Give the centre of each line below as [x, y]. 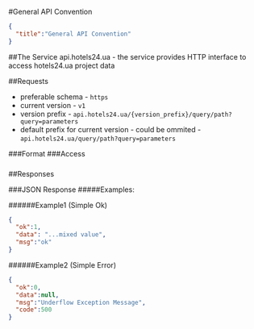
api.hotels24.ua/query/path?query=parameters [98, 139]
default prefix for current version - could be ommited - [110, 129]
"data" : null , [37, 295]
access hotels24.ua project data [62, 65]
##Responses [31, 173]
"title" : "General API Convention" [73, 34]
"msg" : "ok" [34, 242]
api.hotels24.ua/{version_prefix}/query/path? [152, 115]
